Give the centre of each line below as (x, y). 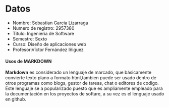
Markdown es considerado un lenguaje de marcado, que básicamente (78, 72)
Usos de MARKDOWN (29, 61)
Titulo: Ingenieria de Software (43, 33)
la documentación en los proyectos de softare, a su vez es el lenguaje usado (85, 94)
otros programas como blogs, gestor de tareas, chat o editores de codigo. (82, 83)
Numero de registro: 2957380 (43, 28)
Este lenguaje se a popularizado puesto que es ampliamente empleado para (84, 88)
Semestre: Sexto (30, 39)
